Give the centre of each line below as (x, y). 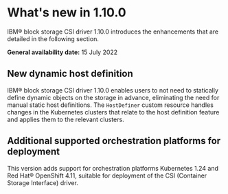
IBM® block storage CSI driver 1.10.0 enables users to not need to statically (113, 90)
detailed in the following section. (53, 38)
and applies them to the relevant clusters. (66, 119)
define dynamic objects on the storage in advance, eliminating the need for (113, 97)
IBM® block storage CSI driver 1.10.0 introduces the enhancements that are (113, 32)
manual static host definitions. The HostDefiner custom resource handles (111, 105)
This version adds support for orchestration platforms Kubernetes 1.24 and (113, 168)
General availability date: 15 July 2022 (62, 52)
